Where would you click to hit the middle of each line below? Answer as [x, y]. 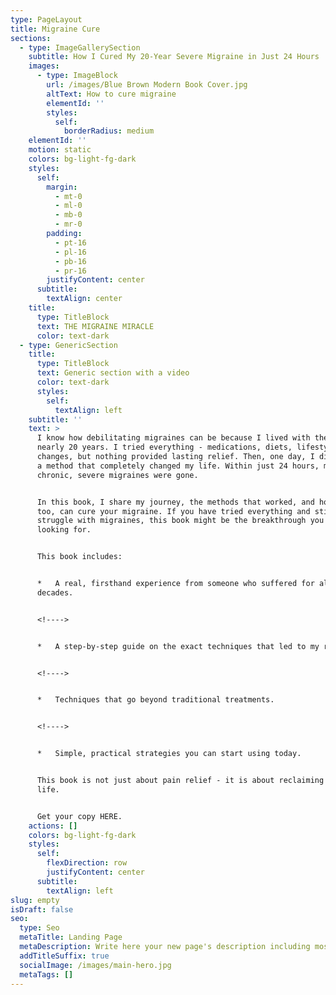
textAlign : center [84, 299]
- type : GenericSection [68, 345]
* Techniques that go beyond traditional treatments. [155, 700]
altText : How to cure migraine [111, 94]
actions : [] [53, 826]
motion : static [60, 150]
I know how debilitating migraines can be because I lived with [173, 438]
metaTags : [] [46, 974]
